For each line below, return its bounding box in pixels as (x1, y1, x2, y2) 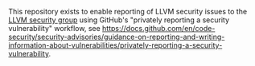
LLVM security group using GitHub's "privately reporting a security (8, 15, 230, 25)
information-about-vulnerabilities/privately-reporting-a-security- (8, 41, 223, 50)
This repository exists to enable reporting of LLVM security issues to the (8, 7, 248, 16)
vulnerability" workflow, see (8, 24, 101, 33)
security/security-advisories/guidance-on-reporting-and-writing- (8, 32, 225, 41)
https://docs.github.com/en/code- (101, 24, 216, 33)
